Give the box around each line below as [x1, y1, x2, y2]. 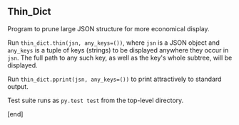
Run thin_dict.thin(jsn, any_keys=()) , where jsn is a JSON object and [7, 38, 220, 47]
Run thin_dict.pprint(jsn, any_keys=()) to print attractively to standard [7, 75, 222, 83]
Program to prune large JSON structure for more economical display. [7, 24, 210, 33]
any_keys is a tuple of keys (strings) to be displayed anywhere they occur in [7, 45, 229, 54]
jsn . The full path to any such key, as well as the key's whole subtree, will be [7, 53, 233, 62]
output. [7, 82, 29, 91]
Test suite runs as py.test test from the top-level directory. [7, 96, 184, 104]
